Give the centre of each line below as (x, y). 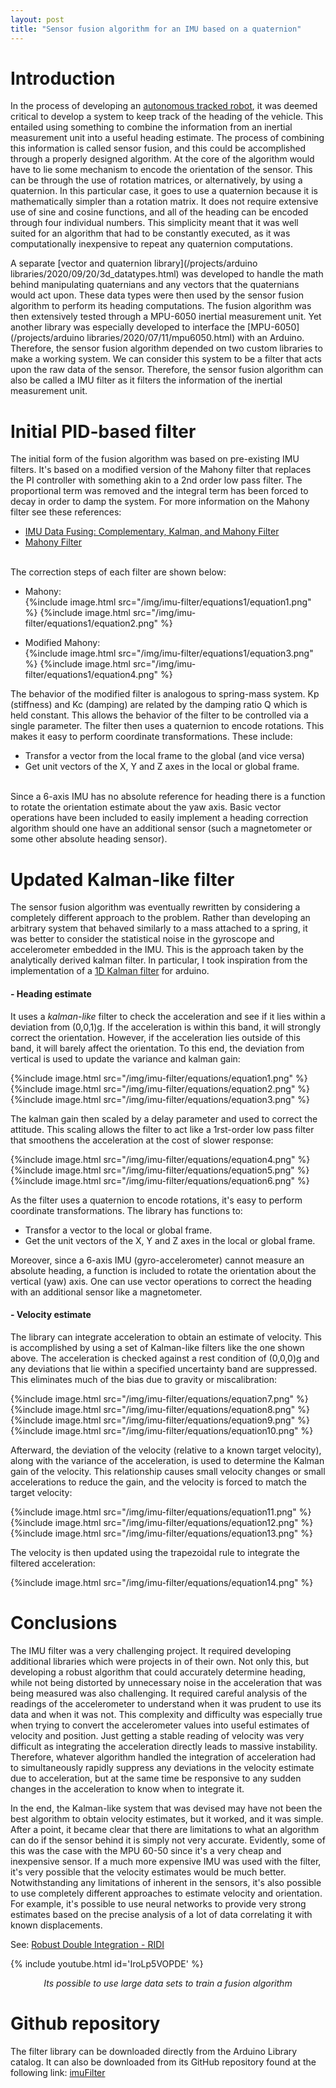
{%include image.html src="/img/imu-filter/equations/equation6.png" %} (160, 1180)
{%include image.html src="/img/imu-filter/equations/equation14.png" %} (162, 1582)
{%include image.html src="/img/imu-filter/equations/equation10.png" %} (162, 1430)
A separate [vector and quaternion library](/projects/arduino (134, 263)
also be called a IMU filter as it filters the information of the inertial (146, 380)
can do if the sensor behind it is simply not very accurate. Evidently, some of (168, 1840)
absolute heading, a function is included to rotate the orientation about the (163, 1270)
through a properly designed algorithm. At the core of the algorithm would (162, 159)
